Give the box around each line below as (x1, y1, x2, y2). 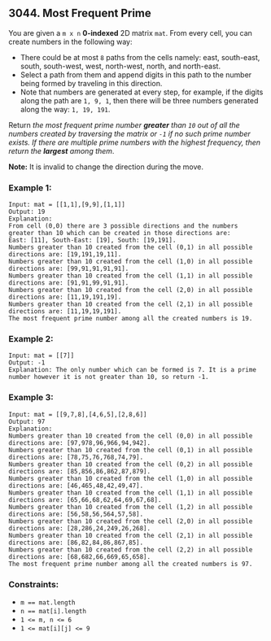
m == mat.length (20, 599, 76, 607)
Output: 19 (8, 207, 46, 216)
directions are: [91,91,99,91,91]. (8, 279, 129, 287)
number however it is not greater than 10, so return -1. (8, 373, 209, 382)
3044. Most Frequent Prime (8, 7, 152, 20)
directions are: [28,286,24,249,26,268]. (8, 524, 151, 532)
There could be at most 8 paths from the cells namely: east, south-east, (20, 52, 260, 62)
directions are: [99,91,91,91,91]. (8, 264, 129, 273)
